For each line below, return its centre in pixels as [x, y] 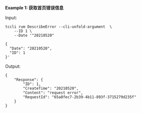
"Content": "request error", [53, 93]
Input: [11, 18]
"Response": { [29, 80]
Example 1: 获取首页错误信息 [34, 8]
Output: [13, 66]
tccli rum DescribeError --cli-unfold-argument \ [59, 27]
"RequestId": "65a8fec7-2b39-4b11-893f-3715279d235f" [80, 97]
